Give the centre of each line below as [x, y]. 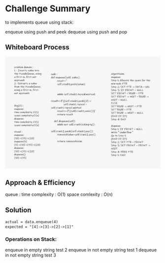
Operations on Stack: [31, 239]
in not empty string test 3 [31, 255]
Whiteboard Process [37, 47]
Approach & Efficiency [40, 182]
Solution [18, 210]
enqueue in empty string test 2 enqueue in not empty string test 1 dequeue [81, 250]
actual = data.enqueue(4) [32, 222]
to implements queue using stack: [39, 22]
